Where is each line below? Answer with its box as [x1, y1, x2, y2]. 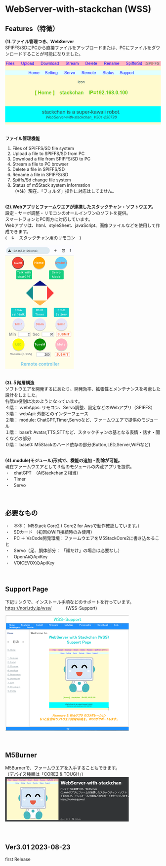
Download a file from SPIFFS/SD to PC [12, 156, 90, 162]
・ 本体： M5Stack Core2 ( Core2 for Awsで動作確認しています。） [5, 523, 142, 529]
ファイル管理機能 [5, 135, 40, 142]
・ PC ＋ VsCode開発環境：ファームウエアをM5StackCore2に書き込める [5, 535, 155, 541]
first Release [5, 856, 31, 863]
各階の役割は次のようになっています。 [5, 398, 83, 404]
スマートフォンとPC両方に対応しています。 [5, 216, 93, 222]
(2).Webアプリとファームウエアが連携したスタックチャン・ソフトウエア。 [5, 204, 156, 210]
